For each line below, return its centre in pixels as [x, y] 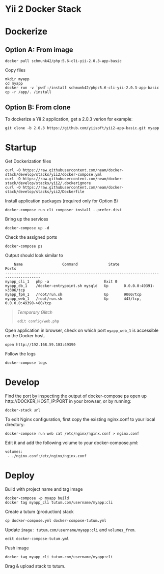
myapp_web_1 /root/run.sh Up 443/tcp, [73, 299]
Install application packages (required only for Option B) [62, 201]
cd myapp [14, 84]
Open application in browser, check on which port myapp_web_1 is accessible [82, 330]
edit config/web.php [38, 321]
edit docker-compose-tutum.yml [37, 539]
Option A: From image [39, 49]
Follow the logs [20, 353]
